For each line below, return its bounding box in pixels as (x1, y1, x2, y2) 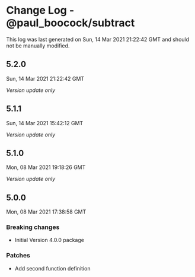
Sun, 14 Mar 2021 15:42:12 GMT (6, 119, 84, 126)
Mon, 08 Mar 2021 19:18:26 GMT (6, 164, 86, 171)
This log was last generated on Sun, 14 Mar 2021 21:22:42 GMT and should (6, 36, 190, 43)
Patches (6, 251, 31, 260)
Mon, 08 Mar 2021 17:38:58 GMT (6, 208, 87, 215)
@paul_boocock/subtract (6, 16, 135, 30)
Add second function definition (14, 265, 91, 272)
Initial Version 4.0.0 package (14, 237, 85, 244)
